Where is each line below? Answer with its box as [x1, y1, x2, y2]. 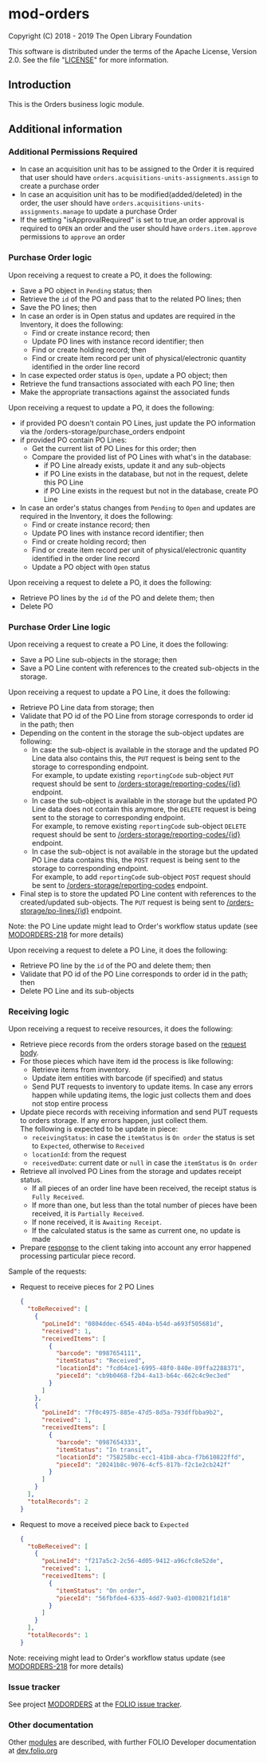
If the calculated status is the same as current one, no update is [31, 1226, 241, 1235]
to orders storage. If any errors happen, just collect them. [19, 1116, 209, 1125]
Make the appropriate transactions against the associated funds [19, 387, 230, 397]
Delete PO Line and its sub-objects [19, 986, 135, 996]
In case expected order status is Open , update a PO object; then [19, 370, 228, 379]
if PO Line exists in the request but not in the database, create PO [43, 485, 259, 495]
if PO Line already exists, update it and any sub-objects [43, 460, 226, 470]
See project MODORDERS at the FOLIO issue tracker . [8, 1699, 182, 1710]
